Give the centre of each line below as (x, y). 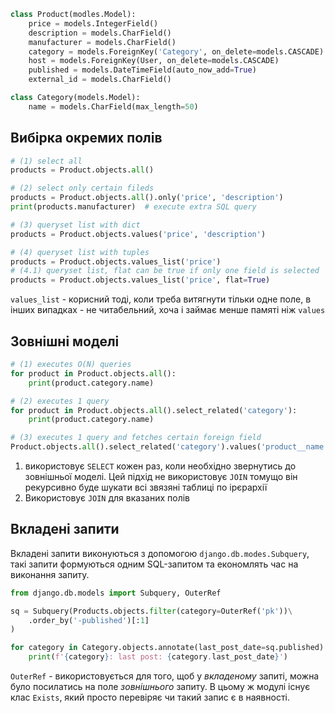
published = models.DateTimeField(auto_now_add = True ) (142, 70)
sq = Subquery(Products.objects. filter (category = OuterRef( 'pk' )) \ (151, 611)
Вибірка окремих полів (86, 138)
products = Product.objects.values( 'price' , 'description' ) (138, 234)
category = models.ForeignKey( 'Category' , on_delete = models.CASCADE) (176, 51)
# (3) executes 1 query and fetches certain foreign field (136, 438)
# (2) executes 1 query (60, 401)
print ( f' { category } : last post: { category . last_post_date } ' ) (158, 657)
